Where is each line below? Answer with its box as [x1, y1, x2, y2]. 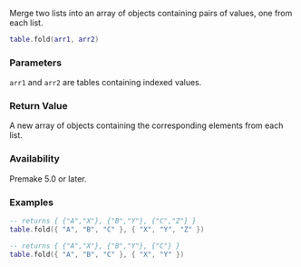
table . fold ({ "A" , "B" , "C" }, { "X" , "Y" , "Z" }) [9, 224, 205, 234]
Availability [9, 153, 61, 165]
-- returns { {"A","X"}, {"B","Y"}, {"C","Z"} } [9, 217, 197, 226]
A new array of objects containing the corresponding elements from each [9, 120, 284, 131]
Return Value [9, 100, 68, 113]
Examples [9, 195, 54, 208]
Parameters [9, 56, 62, 69]
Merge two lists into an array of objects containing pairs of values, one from [9, 8, 293, 18]
